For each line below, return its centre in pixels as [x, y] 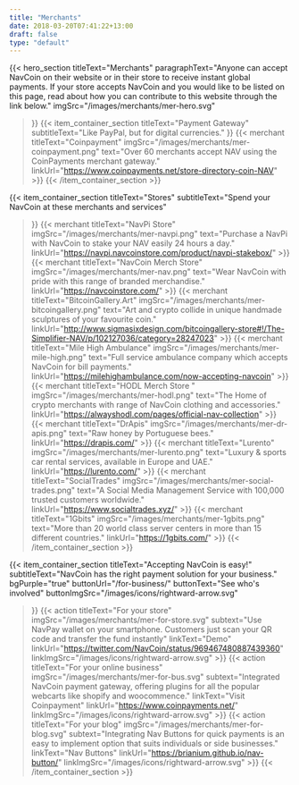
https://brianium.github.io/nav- [208, 753]
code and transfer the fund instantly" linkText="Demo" [131, 639]
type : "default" [39, 42]
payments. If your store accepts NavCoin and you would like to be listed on [147, 87]
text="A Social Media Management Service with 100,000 [181, 490]
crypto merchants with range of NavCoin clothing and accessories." [156, 405]
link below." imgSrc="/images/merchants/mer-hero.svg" [112, 106]
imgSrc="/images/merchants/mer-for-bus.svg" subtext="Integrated [155, 677]
